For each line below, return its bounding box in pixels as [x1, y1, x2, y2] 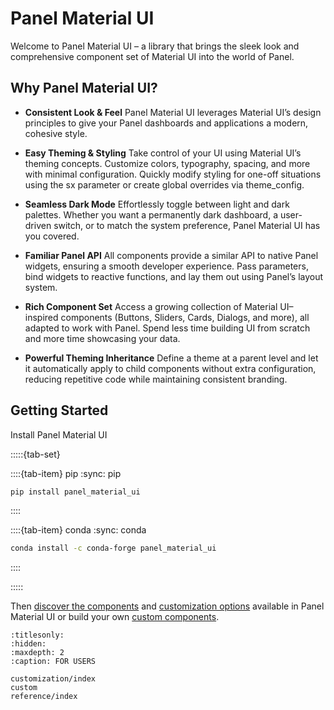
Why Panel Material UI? [10, 80, 158, 97]
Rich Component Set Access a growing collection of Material [24, 300, 278, 312]
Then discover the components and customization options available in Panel [10, 600, 325, 612]
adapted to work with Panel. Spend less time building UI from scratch [24, 322, 311, 334]
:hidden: [10, 639, 47, 649]
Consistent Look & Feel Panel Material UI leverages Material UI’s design [24, 106, 322, 118]
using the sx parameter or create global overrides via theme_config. [24, 178, 305, 191]
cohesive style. [24, 127, 88, 139]
